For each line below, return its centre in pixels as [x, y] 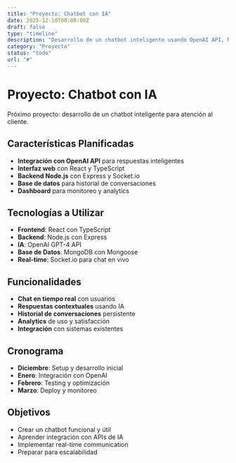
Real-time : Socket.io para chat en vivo [73, 260]
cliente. [18, 121]
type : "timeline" [33, 33]
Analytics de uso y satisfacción [64, 321]
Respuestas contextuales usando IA [71, 307]
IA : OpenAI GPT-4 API [50, 245]
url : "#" [20, 60]
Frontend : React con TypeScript [64, 230]
